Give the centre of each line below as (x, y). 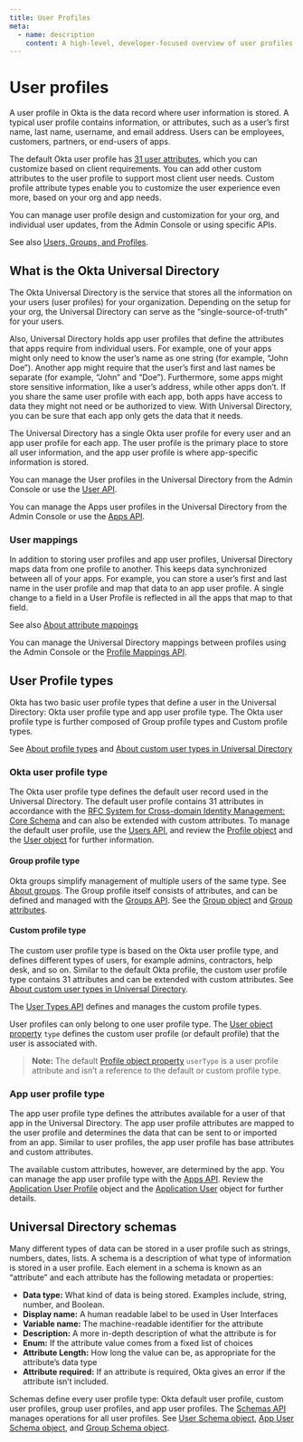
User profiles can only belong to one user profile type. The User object (141, 1024)
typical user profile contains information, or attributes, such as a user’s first (149, 122)
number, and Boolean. (64, 1304)
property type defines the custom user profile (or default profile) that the (145, 1033)
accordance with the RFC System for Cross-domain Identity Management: (147, 811)
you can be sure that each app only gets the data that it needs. (126, 416)
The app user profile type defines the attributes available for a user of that (147, 1114)
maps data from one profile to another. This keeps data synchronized (138, 569)
